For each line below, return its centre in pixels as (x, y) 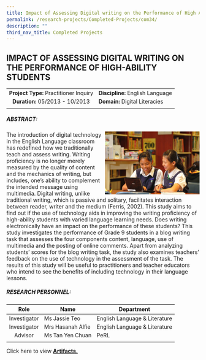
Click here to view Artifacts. (42, 351)
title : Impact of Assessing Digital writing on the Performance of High (101, 13)
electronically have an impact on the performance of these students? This (100, 226)
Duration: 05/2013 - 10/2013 (51, 102)
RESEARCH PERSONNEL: (39, 292)
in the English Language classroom (51, 141)
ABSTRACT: (22, 119)
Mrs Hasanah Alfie (67, 327)
